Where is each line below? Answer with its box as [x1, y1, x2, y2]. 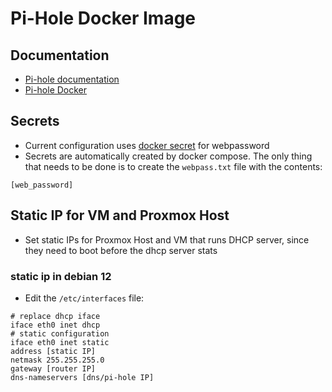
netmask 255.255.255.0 [10, 355, 105, 365]
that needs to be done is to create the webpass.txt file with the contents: [24, 160, 323, 172]
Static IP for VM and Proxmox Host [10, 207, 230, 224]
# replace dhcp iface [10, 311, 101, 321]
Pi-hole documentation [24, 73, 120, 85]
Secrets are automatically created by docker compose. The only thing [24, 150, 313, 162]
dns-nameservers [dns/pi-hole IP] [10, 372, 155, 382]
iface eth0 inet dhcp [10, 320, 101, 330]
